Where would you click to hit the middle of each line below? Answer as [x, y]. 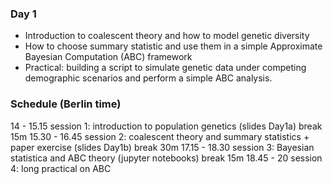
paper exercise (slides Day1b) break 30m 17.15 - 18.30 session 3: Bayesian [162, 147]
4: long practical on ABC [61, 168]
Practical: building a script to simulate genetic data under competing [165, 68]
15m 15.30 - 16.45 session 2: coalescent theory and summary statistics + [160, 136]
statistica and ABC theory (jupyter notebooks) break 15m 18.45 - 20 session [166, 158]
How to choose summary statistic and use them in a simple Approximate [173, 46]
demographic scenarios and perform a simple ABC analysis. [148, 78]
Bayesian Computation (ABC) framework [108, 57]
